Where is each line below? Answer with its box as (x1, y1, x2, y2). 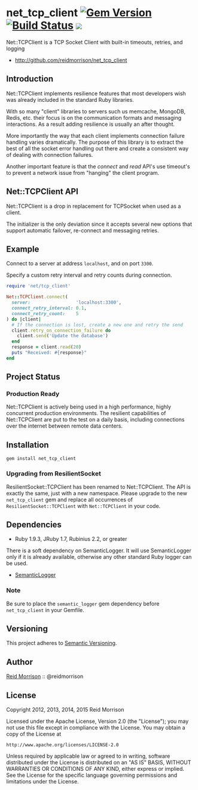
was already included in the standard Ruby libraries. (6, 96, 135, 103)
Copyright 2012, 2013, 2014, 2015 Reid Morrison (6, 706, 124, 713)
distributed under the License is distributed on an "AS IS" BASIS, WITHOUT (6, 759, 191, 766)
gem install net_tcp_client (6, 456, 77, 462)
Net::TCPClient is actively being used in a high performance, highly (6, 403, 172, 410)
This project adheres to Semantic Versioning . (6, 640, 117, 647)
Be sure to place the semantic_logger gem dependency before (6, 600, 160, 607)
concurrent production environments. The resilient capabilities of (6, 410, 166, 417)
